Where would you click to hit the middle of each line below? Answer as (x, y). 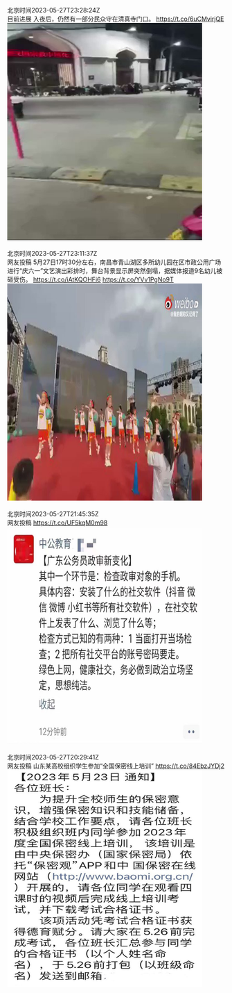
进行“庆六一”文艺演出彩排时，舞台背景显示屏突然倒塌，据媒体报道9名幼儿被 (115, 271)
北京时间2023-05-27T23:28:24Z (54, 10)
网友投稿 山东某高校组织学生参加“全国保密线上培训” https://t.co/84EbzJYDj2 (116, 766)
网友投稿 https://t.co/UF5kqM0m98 (57, 523)
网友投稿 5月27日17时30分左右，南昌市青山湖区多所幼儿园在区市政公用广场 (114, 262)
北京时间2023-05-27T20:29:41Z (53, 757)
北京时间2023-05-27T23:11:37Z (52, 253)
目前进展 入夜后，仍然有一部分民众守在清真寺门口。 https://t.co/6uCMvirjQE (116, 19)
